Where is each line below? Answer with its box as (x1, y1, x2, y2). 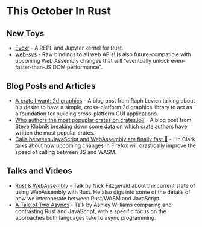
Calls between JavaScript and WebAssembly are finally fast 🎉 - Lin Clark (14, 135, 195, 142)
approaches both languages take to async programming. (14, 214, 156, 221)
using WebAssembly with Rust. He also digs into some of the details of (14, 188, 191, 196)
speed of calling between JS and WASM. (14, 148, 117, 155)
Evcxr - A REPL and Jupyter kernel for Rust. (14, 44, 124, 51)
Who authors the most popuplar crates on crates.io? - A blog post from (14, 116, 192, 123)
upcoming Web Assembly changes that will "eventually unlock (14, 57, 170, 64)
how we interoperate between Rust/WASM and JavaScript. (14, 194, 161, 202)
